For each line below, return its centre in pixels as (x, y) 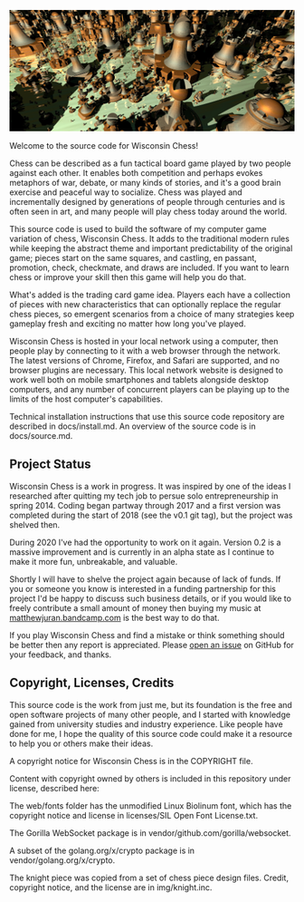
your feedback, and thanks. (61, 655)
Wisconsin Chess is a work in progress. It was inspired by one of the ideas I (150, 486)
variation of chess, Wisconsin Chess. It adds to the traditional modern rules (149, 239)
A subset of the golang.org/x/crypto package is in (102, 850)
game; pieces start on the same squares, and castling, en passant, (133, 258)
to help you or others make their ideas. (81, 743)
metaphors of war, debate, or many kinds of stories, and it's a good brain (145, 183)
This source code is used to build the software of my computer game (138, 229)
